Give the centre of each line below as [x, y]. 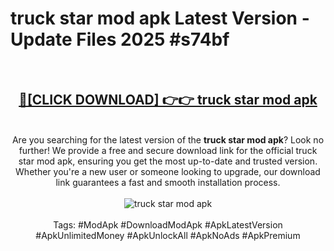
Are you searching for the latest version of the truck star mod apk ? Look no [168, 139]
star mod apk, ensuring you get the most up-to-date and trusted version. [168, 161]
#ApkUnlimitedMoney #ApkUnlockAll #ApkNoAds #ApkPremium [168, 235]
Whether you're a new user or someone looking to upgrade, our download [168, 171]
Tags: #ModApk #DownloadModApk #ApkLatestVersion [168, 224]
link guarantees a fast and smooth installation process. [168, 182]
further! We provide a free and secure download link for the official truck [168, 150]
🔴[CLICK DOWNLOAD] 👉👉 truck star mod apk [168, 100]
